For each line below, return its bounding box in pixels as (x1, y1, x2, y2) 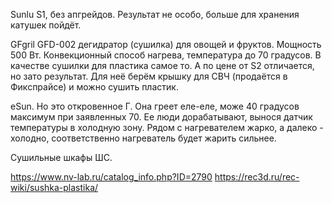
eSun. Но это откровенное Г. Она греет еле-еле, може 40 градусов (10, 100, 300, 112)
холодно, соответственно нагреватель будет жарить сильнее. (10, 132, 277, 144)
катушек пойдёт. (10, 19, 82, 31)
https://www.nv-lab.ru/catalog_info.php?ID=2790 (10, 171, 213, 183)
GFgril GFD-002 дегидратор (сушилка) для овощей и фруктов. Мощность (10, 39, 322, 50)
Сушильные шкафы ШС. (10, 152, 113, 163)
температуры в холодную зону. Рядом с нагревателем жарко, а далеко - (10, 122, 324, 133)
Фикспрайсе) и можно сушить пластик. (10, 81, 179, 93)
